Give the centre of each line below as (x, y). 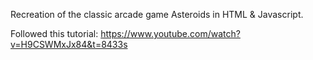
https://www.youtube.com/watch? (170, 33)
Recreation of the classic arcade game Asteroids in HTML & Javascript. (157, 14)
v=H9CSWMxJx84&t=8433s (69, 44)
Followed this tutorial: (54, 33)
